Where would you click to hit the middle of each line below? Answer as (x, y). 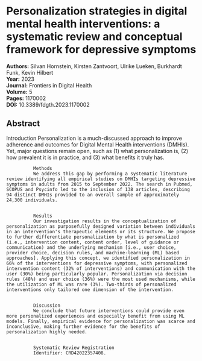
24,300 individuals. (32, 200)
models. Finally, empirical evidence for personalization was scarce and (101, 321)
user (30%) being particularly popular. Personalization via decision (97, 274)
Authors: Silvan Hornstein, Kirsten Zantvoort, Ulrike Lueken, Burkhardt (94, 66)
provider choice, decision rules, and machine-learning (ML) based (93, 253)
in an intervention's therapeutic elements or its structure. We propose (101, 231)
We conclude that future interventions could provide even (109, 311)
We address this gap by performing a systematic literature (110, 174)
